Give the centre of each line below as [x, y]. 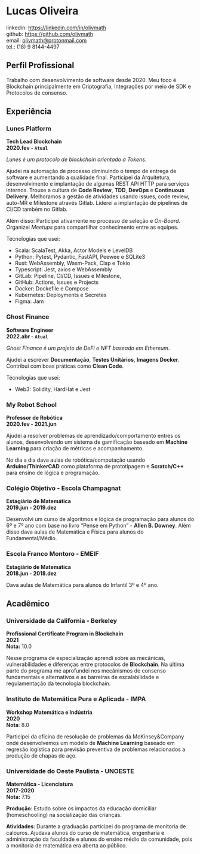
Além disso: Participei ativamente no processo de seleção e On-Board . [93, 221]
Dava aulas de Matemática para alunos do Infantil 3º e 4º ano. [83, 585]
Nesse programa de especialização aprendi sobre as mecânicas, [86, 658]
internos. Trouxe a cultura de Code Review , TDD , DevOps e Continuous [96, 190]
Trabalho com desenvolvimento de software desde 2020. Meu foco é [91, 80]
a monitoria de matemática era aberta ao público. [67, 845]
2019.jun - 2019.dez [31, 508]
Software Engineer [30, 330]
